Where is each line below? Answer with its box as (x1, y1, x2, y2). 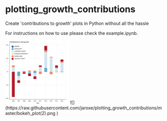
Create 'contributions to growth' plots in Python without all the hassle (5, 20, 149, 26)
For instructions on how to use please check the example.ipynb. (5, 30, 138, 36)
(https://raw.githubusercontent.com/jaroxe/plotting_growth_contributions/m (5, 105, 162, 111)
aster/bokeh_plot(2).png (5, 110, 55, 116)
